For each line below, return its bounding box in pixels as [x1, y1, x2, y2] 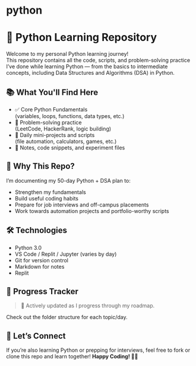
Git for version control [14, 256, 69, 264]
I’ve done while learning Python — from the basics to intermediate [6, 63, 168, 70]
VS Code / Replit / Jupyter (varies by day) [14, 250, 117, 257]
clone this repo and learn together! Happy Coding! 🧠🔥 [6, 353, 138, 360]
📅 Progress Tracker [6, 286, 79, 297]
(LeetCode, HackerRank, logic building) [14, 125, 112, 132]
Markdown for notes [14, 263, 65, 270]
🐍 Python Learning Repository [6, 31, 157, 44]
